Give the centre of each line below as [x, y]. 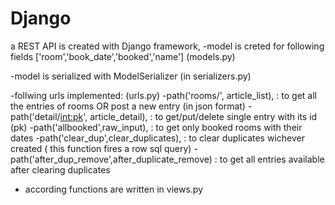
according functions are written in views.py [114, 189]
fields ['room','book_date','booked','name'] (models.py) [123, 56]
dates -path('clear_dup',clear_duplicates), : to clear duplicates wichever [157, 138]
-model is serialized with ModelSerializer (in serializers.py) [131, 76]
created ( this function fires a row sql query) [101, 148]
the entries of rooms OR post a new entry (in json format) [128, 106]
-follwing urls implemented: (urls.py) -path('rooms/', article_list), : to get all [163, 95]
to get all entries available [272, 159]
